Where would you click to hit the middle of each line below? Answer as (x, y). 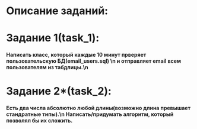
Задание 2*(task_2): (59, 91)
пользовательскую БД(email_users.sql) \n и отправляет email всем (94, 61)
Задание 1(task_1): (53, 38)
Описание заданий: (57, 11)
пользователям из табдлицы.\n (47, 67)
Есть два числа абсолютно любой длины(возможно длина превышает (99, 108)
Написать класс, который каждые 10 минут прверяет (76, 54)
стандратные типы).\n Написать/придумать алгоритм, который (90, 114)
